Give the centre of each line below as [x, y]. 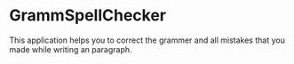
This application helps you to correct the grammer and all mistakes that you [147, 40]
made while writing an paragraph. [71, 49]
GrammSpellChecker [88, 16]
